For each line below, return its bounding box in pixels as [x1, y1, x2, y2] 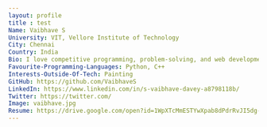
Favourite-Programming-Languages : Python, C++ [8, 63, 165, 71]
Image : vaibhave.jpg [8, 99, 77, 107]
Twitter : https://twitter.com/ [8, 92, 112, 100]
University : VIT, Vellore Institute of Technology [8, 33, 180, 42]
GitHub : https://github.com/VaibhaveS [8, 77, 137, 85]
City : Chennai [8, 41, 56, 49]
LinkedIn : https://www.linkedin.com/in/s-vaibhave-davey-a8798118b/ [8, 84, 240, 93]
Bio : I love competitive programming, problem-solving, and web [8, 56, 226, 64]
